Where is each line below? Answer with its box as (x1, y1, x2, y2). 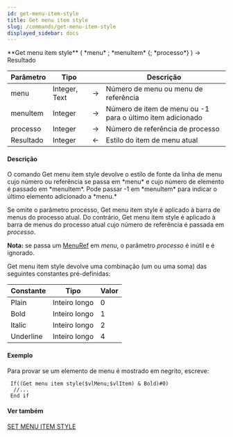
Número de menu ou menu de (105, 84, 203, 94)
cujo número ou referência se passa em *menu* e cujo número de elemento (7, 178, 225, 186)
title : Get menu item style (7, 17, 89, 24)
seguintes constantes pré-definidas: (7, 270, 111, 278)
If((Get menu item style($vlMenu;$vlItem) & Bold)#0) (10, 380, 169, 387)
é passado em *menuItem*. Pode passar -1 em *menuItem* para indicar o (7, 185, 217, 193)
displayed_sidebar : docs (7, 29, 79, 37)
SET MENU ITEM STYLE (7, 422, 76, 431)
